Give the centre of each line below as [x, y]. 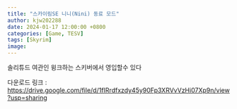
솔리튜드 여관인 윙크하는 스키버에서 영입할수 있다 [75, 67]
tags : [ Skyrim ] [30, 40]
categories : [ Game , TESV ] [45, 33]
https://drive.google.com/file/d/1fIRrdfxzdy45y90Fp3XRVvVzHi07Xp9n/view [118, 90]
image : [17, 46]
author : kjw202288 [34, 20]
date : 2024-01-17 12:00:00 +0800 [57, 27]
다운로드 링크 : [27, 82]
